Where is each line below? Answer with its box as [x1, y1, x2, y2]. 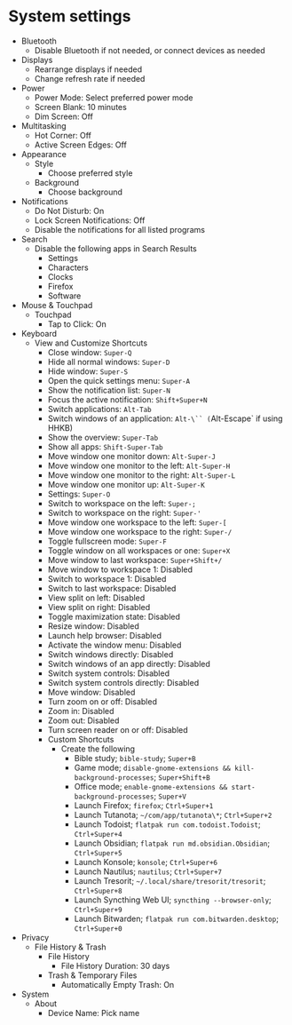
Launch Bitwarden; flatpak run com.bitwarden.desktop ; [74, 913, 279, 924]
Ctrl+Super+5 [74, 848, 122, 858]
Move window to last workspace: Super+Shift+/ [47, 554, 223, 565]
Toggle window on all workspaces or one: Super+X [47, 544, 231, 556]
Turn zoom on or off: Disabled [47, 695, 157, 707]
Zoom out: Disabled [47, 715, 120, 726]
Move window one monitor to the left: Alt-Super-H [47, 460, 231, 471]
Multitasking [20, 120, 67, 131]
